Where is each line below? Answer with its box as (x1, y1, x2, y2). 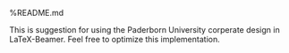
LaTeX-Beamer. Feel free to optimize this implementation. (9, 34, 221, 44)
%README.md (9, 8, 64, 18)
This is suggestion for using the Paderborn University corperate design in (9, 25, 280, 34)
